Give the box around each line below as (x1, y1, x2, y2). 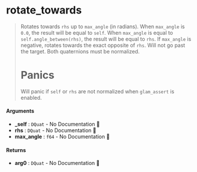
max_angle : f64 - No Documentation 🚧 (14, 133, 110, 140)
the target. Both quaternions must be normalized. (20, 48, 140, 55)
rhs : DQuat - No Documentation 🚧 (14, 127, 96, 134)
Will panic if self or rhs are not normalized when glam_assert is (20, 87, 175, 95)
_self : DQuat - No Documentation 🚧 (14, 121, 100, 128)
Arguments (6, 107, 35, 114)
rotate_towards (6, 4, 82, 17)
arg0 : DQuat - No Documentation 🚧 (14, 160, 100, 167)
